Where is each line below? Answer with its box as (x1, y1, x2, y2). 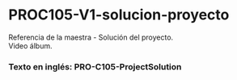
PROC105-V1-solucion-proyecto (8, 6, 230, 24)
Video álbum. (8, 40, 53, 50)
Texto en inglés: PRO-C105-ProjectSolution (8, 61, 182, 72)
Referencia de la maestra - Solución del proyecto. (8, 32, 174, 42)
